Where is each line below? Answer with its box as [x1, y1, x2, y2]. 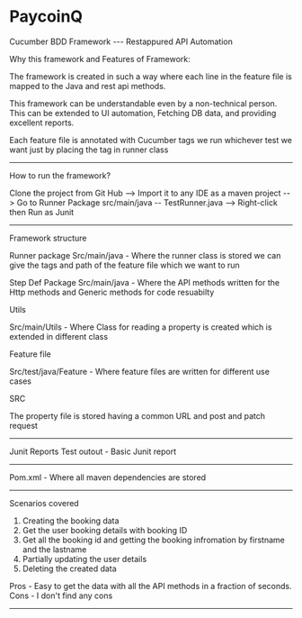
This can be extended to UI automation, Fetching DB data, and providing [9, 107, 277, 118]
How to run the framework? [9, 169, 111, 181]
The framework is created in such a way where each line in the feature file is [9, 70, 292, 82]
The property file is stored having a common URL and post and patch [9, 410, 266, 421]
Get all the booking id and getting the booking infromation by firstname [22, 534, 285, 545]
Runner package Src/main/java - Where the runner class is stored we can [9, 250, 281, 260]
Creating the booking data [22, 515, 120, 526]
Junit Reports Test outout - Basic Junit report [9, 446, 177, 457]
